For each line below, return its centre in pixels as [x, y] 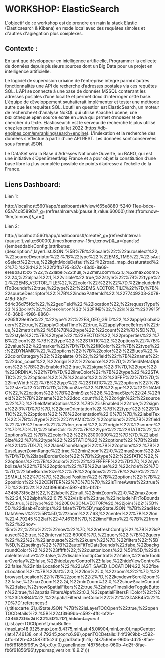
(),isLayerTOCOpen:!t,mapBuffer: [38, 623]
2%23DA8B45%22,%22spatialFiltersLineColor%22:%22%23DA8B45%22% [82, 597]
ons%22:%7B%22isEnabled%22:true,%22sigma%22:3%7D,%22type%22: [81, 367]
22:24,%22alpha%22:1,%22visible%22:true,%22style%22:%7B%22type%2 [82, 277]
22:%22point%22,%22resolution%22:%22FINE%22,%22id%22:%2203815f [82, 309]
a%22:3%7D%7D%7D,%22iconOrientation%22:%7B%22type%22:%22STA [82, 409]
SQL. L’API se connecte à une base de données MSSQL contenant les [76, 91]
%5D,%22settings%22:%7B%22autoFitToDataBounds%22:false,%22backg [82, 545]
